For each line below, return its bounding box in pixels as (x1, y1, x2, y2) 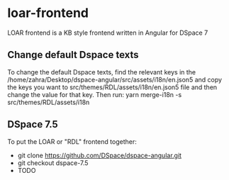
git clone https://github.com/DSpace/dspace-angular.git (17, 151, 182, 159)
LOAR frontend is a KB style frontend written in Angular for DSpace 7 (7, 28, 208, 37)
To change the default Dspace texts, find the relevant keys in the (7, 67, 196, 76)
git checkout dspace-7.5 (17, 158, 89, 167)
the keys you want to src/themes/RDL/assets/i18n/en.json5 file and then (7, 83, 218, 91)
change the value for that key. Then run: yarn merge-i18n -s (7, 90, 182, 99)
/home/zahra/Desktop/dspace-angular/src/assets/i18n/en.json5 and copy (7, 75, 222, 84)
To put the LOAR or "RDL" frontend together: (7, 137, 137, 146)
